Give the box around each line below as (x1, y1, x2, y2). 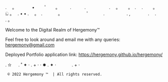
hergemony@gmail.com (5, 42, 55, 47)
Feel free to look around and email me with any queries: (5, 36, 121, 42)
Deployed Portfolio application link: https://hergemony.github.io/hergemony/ (5, 51, 163, 57)
